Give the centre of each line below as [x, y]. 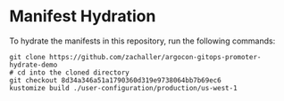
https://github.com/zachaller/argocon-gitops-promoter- [155, 57]
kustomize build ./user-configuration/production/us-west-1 [124, 88]
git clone [28, 57]
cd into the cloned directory [73, 73]
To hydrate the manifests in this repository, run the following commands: [142, 41]
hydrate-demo [33, 65]
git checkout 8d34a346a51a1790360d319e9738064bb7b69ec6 [115, 80]
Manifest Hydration [83, 16]
